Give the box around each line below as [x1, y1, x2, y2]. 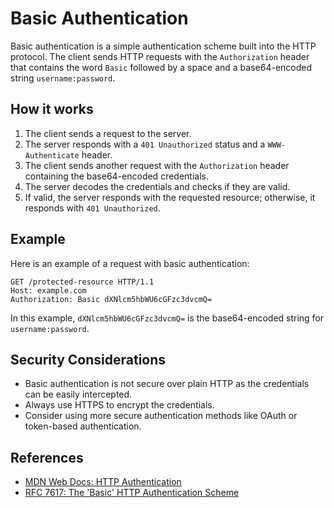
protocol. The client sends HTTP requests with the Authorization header [10, 50, 310, 62]
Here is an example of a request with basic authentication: [10, 257, 250, 269]
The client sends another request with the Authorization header [24, 159, 290, 171]
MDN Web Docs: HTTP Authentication [24, 476, 182, 488]
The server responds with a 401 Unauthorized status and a [24, 138, 266, 150]
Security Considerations [10, 351, 167, 368]
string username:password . [10, 72, 116, 84]
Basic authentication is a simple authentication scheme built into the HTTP [10, 40, 317, 52]
